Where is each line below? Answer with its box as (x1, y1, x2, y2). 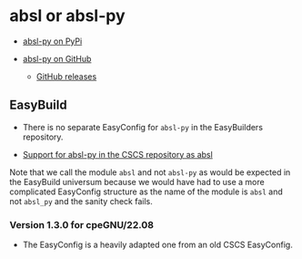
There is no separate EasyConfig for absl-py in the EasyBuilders (22, 121, 264, 132)
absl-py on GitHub (22, 53, 92, 64)
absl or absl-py (9, 5, 126, 26)
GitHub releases (35, 70, 97, 82)
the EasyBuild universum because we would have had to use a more (9, 176, 266, 187)
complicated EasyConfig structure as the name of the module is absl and (9, 186, 284, 197)
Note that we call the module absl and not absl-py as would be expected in (9, 166, 291, 178)
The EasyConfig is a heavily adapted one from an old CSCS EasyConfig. (22, 239, 293, 251)
